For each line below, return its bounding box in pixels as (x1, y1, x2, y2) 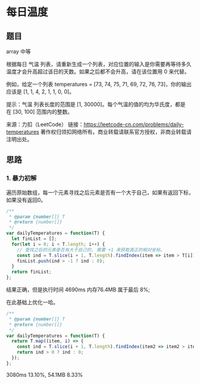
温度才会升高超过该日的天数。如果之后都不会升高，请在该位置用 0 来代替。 (6, 68, 190, 75)
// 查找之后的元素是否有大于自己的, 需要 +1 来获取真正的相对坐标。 (17, 246, 165, 253)
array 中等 (6, 48, 32, 55)
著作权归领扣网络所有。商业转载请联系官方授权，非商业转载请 (40, 129, 192, 135)
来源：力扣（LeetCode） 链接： (6, 121, 85, 128)
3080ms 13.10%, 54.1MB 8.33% (6, 371, 83, 378)
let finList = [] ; (11, 236, 58, 242)
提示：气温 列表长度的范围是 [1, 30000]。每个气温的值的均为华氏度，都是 (6, 101, 186, 108)
